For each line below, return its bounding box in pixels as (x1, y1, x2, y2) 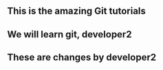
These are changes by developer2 (7, 52, 157, 63)
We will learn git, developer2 (7, 29, 132, 40)
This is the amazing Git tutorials (7, 5, 146, 17)
